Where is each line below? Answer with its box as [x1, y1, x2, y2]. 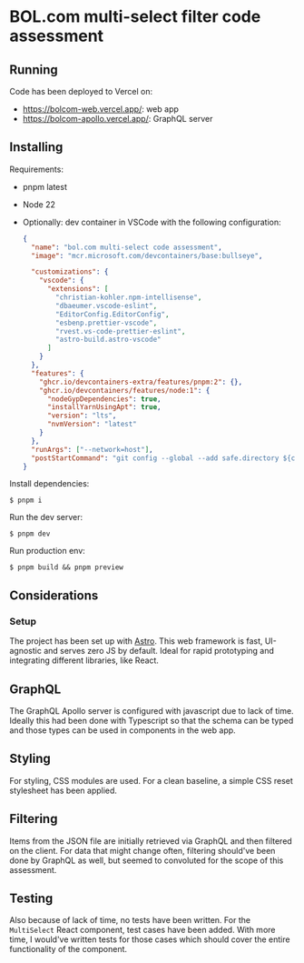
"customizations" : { [31, 267, 109, 276]
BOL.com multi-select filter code [9, 6, 261, 27]
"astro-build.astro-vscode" [55, 335, 162, 345]
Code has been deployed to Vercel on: [9, 86, 153, 96]
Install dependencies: [9, 478, 90, 489]
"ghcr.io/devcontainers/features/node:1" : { [39, 386, 211, 395]
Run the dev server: [9, 512, 83, 523]
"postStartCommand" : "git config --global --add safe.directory [31, 453, 279, 463]
